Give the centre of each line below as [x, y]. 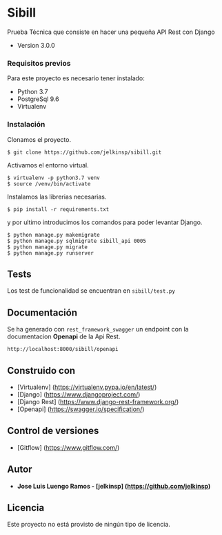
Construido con [41, 371]
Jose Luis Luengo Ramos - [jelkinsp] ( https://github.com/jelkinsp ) [114, 486]
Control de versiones [53, 431]
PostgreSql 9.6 [38, 99]
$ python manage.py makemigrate [53, 235]
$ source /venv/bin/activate [49, 184]
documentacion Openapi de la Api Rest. [64, 336]
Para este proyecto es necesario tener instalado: [76, 78]
